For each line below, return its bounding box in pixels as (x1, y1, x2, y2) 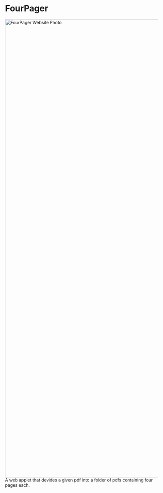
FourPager (5, 3, 49, 14)
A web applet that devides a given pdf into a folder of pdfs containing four (5, 477, 153, 483)
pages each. (5, 482, 30, 488)
